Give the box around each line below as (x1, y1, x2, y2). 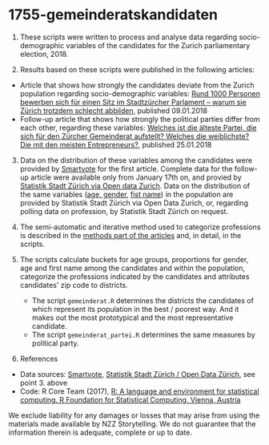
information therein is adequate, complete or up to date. (8, 427, 193, 437)
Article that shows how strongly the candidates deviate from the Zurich (19, 80, 255, 90)
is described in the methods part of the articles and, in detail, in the (19, 230, 242, 240)
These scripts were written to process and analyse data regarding (19, 32, 238, 42)
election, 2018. (19, 49, 69, 59)
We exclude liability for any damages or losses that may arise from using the (8, 411, 260, 420)
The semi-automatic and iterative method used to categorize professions (19, 222, 261, 232)
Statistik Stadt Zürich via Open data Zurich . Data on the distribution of (19, 180, 251, 190)
